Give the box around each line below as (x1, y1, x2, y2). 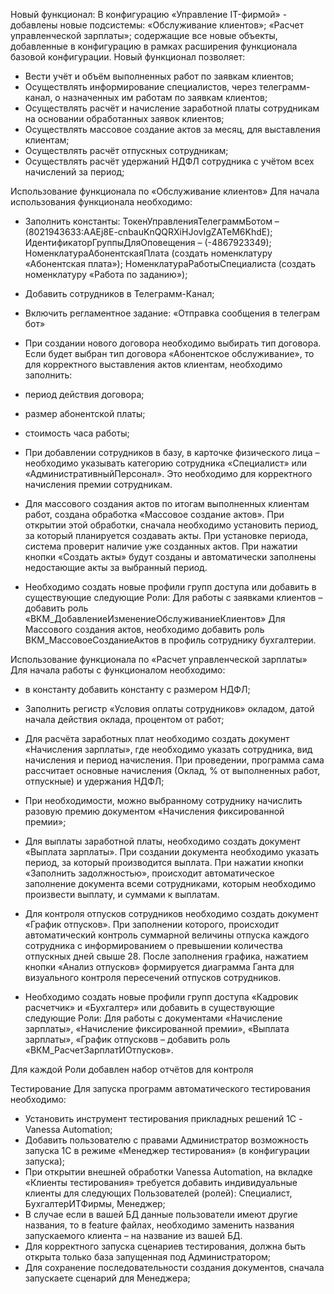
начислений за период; (24, 166, 125, 178)
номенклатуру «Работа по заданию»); (24, 269, 188, 280)
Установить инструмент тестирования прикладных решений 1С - (24, 1113, 303, 1124)
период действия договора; (24, 389, 145, 400)
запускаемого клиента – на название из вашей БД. (24, 1230, 243, 1241)
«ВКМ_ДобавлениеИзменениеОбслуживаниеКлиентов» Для (24, 613, 286, 624)
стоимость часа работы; (24, 427, 130, 439)
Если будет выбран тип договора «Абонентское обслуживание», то (24, 348, 315, 359)
